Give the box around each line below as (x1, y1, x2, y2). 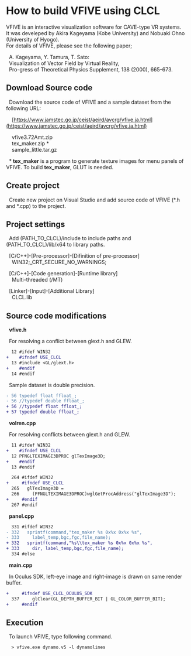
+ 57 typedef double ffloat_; (6, 409, 80, 415)
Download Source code (6, 83, 93, 93)
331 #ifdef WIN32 (11, 524, 54, 529)
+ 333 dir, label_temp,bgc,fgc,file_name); (6, 546, 124, 552)
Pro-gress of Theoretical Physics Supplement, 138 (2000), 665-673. (8, 66, 173, 73)
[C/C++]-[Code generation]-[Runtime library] (8, 270, 118, 277)
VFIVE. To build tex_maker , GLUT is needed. (6, 163, 114, 170)
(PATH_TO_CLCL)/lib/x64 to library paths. (6, 241, 105, 248)
